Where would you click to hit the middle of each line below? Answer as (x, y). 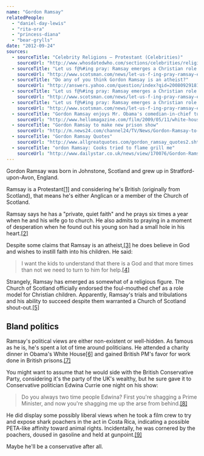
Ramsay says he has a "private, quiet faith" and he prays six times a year (97, 214)
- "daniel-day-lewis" (39, 23)
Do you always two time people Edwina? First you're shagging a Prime (109, 397)
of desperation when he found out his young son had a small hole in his (96, 226)
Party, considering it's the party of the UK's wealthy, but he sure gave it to (99, 379)
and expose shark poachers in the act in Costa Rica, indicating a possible (98, 422)
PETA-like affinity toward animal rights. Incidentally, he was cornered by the (101, 428)
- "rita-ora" (28, 29)
